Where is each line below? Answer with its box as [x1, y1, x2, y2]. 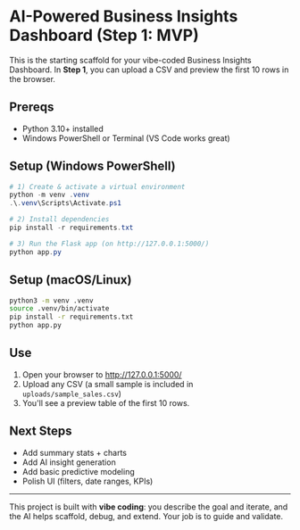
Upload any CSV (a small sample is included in [21, 378, 194, 389]
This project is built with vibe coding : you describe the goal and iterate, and [9, 501, 288, 512]
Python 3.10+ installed [21, 123, 104, 134]
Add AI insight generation [21, 457, 116, 468]
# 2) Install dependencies [9, 215, 110, 224]
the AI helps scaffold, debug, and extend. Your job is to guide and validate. [9, 510, 284, 521]
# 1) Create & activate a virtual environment [9, 182, 186, 191]
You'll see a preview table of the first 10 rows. [21, 397, 190, 408]
